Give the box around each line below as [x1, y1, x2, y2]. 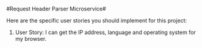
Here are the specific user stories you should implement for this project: [6, 17, 187, 24]
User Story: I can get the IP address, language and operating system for [15, 29, 197, 36]
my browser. [15, 35, 47, 42]
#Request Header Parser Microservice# [6, 5, 106, 12]
